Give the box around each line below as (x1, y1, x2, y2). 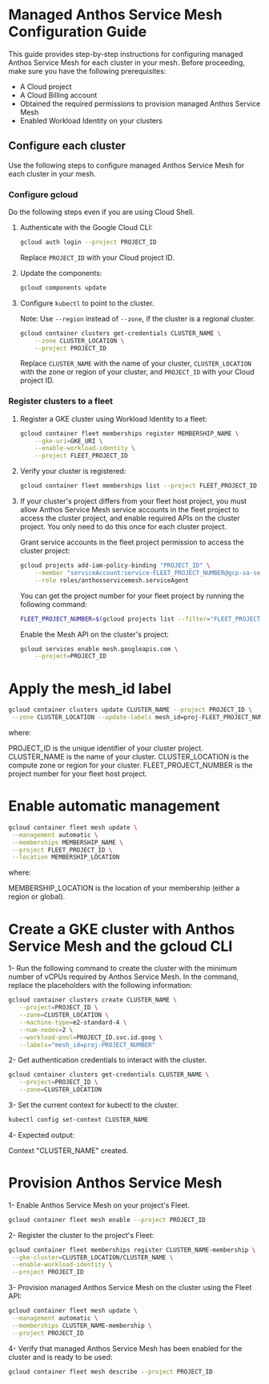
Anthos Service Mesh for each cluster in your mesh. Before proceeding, (8, 58, 246, 67)
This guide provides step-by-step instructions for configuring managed (8, 49, 243, 59)
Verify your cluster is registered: (19, 467, 126, 476)
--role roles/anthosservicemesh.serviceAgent (34, 576, 190, 585)
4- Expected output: (8, 1130, 75, 1139)
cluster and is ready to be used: (8, 1352, 113, 1362)
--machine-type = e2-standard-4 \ (18, 1018, 127, 1026)
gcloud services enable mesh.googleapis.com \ (19, 645, 179, 653)
